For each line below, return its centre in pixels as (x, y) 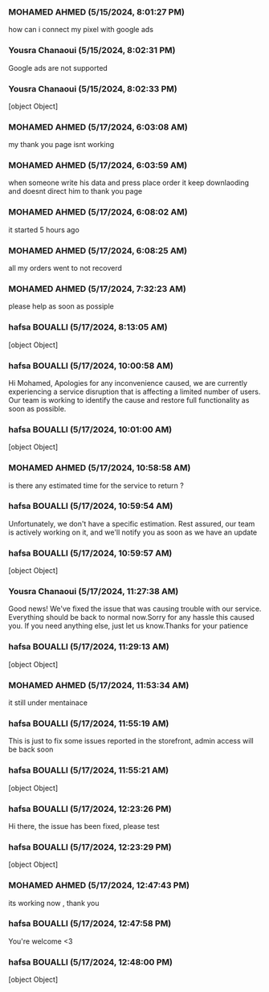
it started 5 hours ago (44, 230)
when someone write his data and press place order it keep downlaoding (129, 182)
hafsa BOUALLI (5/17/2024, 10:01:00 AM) (90, 429)
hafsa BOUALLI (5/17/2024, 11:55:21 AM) (89, 770)
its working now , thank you (54, 903)
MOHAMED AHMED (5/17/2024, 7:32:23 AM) (97, 289)
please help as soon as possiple (61, 306)
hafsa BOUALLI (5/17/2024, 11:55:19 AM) (89, 724)
